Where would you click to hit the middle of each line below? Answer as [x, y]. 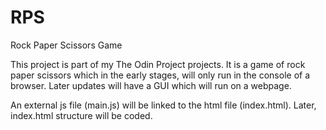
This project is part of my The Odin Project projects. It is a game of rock [158, 64]
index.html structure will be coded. [81, 115]
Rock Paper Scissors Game [66, 45]
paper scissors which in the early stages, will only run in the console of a [160, 75]
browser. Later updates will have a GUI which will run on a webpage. [151, 85]
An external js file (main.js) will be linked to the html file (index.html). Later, [163, 105]
